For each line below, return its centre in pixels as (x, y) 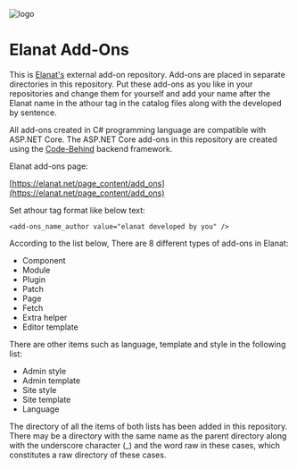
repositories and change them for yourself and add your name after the (140, 93)
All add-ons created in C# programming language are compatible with (138, 130)
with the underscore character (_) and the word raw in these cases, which (145, 445)
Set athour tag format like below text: (77, 210)
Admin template (51, 381)
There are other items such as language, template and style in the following (148, 344)
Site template (46, 399)
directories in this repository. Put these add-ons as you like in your (131, 84)
